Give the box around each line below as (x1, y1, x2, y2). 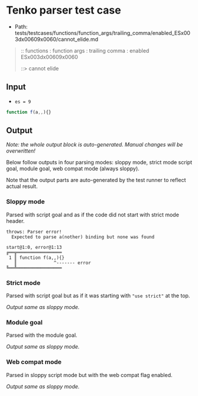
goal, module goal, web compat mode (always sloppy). (6, 165, 140, 172)
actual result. (6, 183, 38, 190)
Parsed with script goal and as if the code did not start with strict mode (6, 211, 179, 218)
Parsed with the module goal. (6, 332, 78, 339)
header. (6, 217, 25, 225)
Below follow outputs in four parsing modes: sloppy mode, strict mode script (6, 159, 193, 166)
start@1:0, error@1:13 (6, 244, 62, 250)
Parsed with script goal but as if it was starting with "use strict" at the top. (6, 292, 190, 299)
